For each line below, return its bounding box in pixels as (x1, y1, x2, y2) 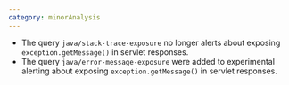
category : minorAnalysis (8, 12, 101, 22)
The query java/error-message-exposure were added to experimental (21, 56, 276, 66)
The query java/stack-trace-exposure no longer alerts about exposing (21, 37, 281, 48)
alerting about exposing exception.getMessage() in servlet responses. (21, 66, 278, 76)
